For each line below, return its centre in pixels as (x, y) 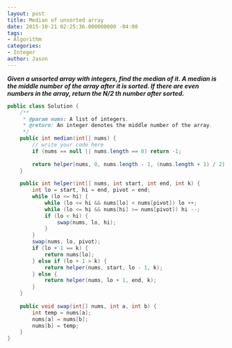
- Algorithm (24, 40)
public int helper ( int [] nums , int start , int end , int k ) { (110, 184)
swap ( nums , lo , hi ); (86, 222)
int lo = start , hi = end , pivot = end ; (91, 190)
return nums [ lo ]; (69, 254)
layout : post (26, 14)
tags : (15, 33)
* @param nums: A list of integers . (76, 119)
